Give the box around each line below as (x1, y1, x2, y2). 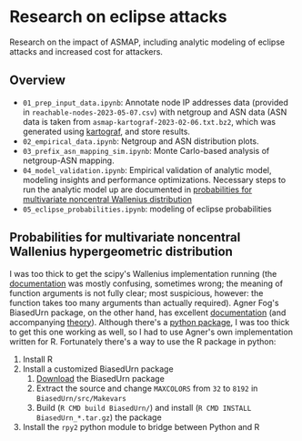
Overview (9, 73, 66, 88)
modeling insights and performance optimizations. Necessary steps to (22, 174, 287, 185)
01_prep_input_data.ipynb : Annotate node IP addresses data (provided (22, 97, 288, 108)
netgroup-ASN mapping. (22, 155, 116, 166)
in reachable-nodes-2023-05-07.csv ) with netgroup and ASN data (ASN (22, 107, 287, 118)
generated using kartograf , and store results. (22, 126, 191, 137)
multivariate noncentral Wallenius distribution (22, 193, 193, 204)
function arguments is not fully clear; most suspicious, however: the (9, 287, 264, 298)
